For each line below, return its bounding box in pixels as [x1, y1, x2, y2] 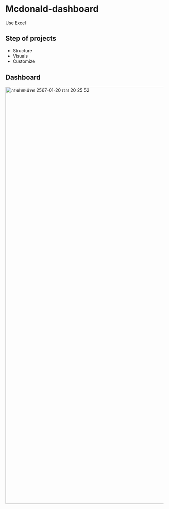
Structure [12, 47, 32, 53]
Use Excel [5, 20, 26, 26]
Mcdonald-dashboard [5, 3, 99, 15]
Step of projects [5, 34, 57, 43]
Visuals [12, 53, 28, 59]
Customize [12, 58, 35, 64]
